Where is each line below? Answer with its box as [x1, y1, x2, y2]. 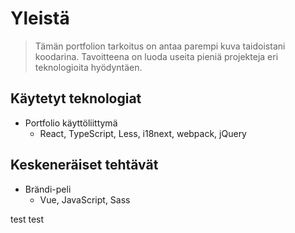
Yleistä [10, 7, 70, 30]
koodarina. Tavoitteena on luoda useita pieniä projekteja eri [34, 50, 279, 62]
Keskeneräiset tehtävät [10, 157, 159, 174]
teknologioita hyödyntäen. [34, 61, 143, 73]
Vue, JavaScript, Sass [39, 193, 131, 206]
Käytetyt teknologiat [10, 90, 142, 107]
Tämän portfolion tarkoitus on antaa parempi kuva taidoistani [34, 40, 286, 52]
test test [10, 213, 45, 225]
